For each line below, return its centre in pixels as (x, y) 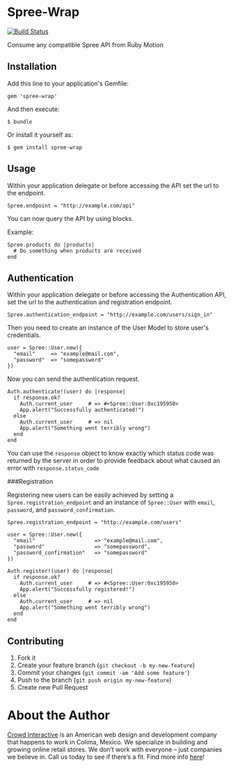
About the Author (58, 716)
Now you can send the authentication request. (73, 379)
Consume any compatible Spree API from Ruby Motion (85, 44)
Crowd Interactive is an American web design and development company (112, 735)
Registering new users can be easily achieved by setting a (90, 495)
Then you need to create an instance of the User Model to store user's (108, 328)
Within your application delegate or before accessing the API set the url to (113, 186)
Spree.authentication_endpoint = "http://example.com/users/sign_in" (110, 315)
